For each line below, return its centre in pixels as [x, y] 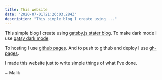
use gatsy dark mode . [27, 38]
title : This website [27, 10]
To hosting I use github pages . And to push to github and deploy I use [77, 48]
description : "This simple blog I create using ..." [61, 19]
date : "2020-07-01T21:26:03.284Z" [41, 14]
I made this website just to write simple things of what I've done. [71, 63]
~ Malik [13, 73]
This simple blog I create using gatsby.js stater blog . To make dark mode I [81, 33]
